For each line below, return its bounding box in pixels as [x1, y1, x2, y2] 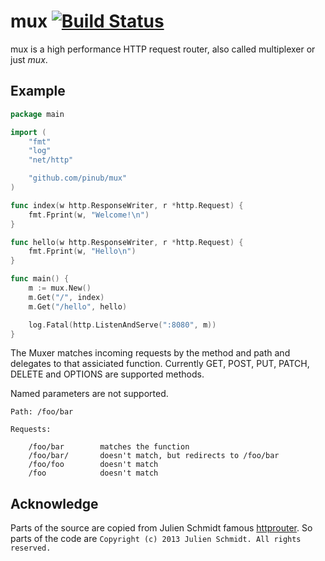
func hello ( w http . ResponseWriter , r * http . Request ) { [10, 237, 244, 247]
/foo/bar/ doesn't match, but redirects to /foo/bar [28, 451, 280, 461]
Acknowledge [10, 495, 99, 512]
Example [10, 83, 66, 100]
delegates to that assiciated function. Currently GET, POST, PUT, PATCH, [10, 358, 310, 370]
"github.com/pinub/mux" [28, 173, 128, 184]
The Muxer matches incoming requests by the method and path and [10, 347, 291, 359]
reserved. [10, 543, 52, 554]
